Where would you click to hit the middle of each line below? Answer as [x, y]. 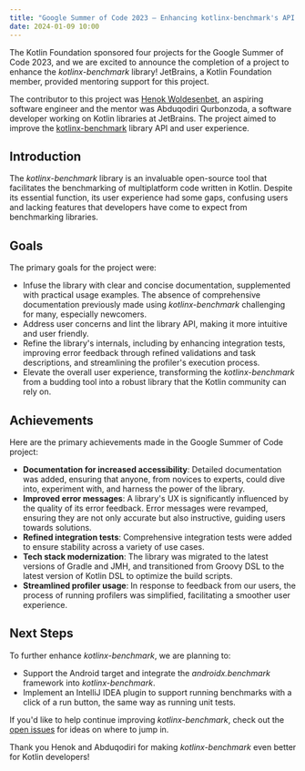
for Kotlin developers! [50, 756]
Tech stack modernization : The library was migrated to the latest [145, 556]
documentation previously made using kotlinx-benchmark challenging [154, 305]
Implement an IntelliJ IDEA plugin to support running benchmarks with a [157, 692]
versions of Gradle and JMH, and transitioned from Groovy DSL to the [153, 566]
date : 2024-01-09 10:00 [55, 26]
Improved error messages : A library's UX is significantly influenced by [155, 498]
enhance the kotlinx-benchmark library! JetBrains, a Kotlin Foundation [141, 71]
